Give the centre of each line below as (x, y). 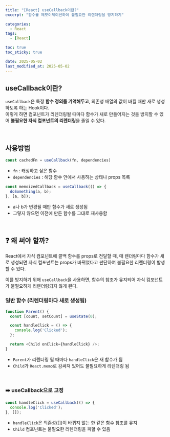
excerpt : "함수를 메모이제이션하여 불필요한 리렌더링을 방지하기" (65, 15)
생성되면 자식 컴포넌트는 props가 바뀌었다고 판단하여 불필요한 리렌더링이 (83, 262)
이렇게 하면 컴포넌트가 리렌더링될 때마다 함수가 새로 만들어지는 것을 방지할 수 (82, 114)
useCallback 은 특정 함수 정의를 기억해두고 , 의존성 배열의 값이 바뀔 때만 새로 (80, 101)
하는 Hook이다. (34, 108)
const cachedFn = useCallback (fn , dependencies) (58, 160)
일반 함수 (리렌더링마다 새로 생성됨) (46, 301)
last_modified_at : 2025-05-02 (38, 66)
